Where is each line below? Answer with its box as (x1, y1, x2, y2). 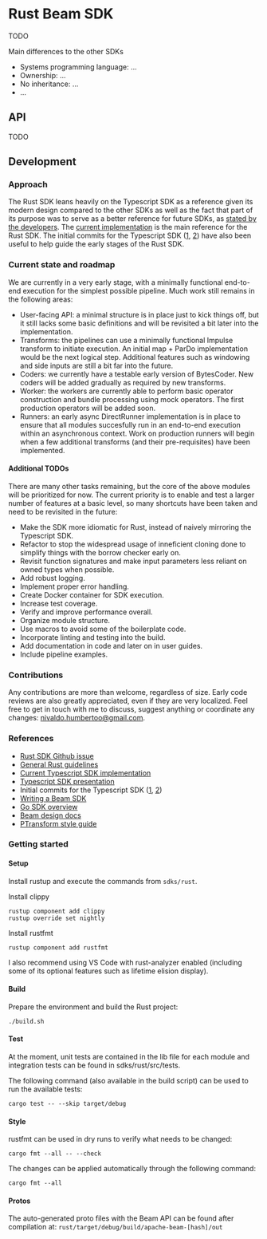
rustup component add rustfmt (8, 943, 109, 952)
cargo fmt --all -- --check (8, 1150, 102, 1158)
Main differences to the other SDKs (8, 46, 124, 56)
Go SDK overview (19, 802, 78, 811)
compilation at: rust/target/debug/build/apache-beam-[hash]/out (8, 1222, 223, 1232)
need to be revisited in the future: (8, 507, 118, 516)
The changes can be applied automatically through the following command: (8, 1164, 257, 1174)
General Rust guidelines (19, 760, 99, 769)
